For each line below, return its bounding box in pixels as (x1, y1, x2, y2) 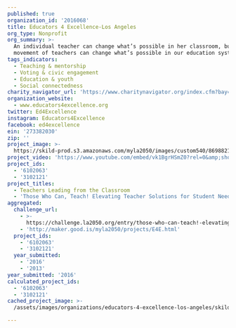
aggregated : (7, 199, 42, 207)
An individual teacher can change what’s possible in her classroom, (13, 43, 221, 50)
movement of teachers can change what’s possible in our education (13, 50, 216, 57)
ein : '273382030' (7, 128, 58, 135)
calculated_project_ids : (7, 278, 80, 285)
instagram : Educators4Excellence (7, 114, 105, 122)
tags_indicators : (7, 56, 58, 63)
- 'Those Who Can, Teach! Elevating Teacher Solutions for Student (13, 193, 216, 200)
